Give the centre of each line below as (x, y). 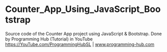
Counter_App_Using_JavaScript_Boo (83, 9)
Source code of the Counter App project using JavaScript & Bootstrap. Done (83, 33)
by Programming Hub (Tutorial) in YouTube (49, 39)
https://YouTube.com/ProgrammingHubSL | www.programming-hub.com (80, 44)
